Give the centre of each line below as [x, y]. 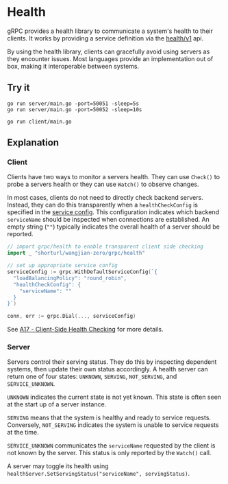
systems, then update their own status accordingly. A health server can [107, 369]
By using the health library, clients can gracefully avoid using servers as [109, 51]
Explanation [33, 142]
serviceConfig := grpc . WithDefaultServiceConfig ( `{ [82, 272]
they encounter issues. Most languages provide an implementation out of [110, 58]
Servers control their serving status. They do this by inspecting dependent [112, 362]
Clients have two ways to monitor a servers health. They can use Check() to [114, 177]
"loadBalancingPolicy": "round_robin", [70, 278]
